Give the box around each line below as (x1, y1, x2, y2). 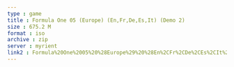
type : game (7, 10, 42, 17)
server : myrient (7, 43, 58, 50)
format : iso (7, 29, 45, 37)
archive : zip (7, 36, 49, 43)
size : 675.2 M (7, 23, 52, 30)
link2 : (7, 50, 30, 57)
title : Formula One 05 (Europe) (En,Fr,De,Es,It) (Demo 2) (7, 17, 186, 24)
